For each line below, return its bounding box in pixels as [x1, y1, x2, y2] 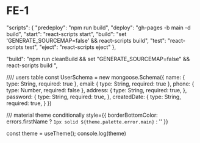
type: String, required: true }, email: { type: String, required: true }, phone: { [6, 80, 195, 87]
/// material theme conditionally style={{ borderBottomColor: [6, 111, 158, 119]
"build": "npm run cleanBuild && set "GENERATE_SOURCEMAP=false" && [6, 55, 190, 62]
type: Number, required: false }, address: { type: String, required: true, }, [6, 86, 187, 94]
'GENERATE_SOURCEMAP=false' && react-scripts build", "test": [6, 37, 166, 44]
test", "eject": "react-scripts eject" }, [24, 43, 116, 51]
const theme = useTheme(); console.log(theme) [6, 130, 127, 137]
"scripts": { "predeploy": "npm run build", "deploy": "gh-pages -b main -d [6, 24, 191, 31]
